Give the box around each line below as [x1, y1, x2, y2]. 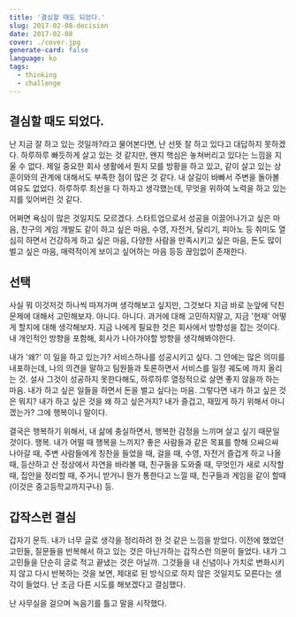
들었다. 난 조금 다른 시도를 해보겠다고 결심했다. [25, 579, 186, 590]
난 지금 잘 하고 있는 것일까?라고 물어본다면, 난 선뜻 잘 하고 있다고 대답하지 [9, 139, 262, 150]
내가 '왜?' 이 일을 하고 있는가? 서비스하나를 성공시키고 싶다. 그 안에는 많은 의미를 [9, 351, 285, 363]
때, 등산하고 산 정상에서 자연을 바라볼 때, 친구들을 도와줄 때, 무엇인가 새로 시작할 [9, 459, 285, 470]
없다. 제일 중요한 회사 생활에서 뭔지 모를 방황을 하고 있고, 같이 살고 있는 [27, 161, 272, 172]
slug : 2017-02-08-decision [9, 21, 109, 30]
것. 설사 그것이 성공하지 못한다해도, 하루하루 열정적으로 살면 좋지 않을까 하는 [18, 374, 280, 385]
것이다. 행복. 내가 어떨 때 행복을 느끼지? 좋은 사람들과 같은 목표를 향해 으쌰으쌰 [9, 437, 279, 448]
